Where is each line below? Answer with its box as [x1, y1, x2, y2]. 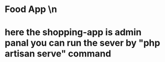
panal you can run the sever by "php [5, 37, 160, 49]
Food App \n [5, 4, 58, 15]
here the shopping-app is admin [5, 27, 142, 38]
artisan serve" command [5, 48, 112, 59]
